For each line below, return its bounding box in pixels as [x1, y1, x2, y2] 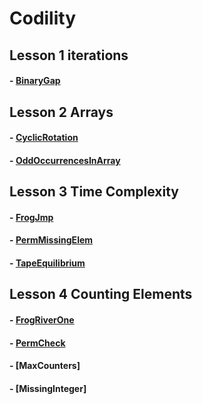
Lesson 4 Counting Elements [9, 286, 193, 303]
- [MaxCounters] [9, 360, 81, 372]
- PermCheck [9, 337, 66, 349]
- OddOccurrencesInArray [9, 154, 121, 166]
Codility [9, 7, 77, 30]
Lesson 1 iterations [9, 47, 129, 64]
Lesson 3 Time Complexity [9, 183, 179, 201]
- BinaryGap [9, 75, 61, 87]
